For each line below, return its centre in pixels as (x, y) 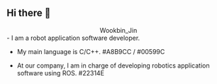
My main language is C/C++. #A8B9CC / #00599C (91, 51)
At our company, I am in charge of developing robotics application (113, 65)
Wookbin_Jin (118, 30)
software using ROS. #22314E (60, 73)
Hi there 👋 (29, 13)
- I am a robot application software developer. (73, 38)
